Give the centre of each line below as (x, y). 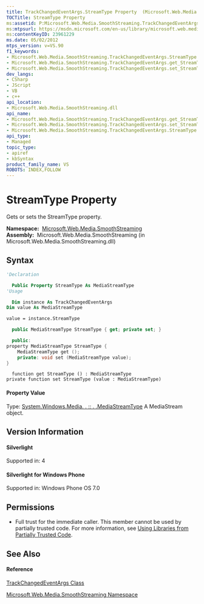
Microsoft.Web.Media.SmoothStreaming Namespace (72, 594)
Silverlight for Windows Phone (46, 475)
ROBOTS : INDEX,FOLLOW (34, 170)
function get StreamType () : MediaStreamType (72, 374)
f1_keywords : (23, 52)
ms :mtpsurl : (21, 29)
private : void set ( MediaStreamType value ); (74, 358)
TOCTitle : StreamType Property (46, 18)
